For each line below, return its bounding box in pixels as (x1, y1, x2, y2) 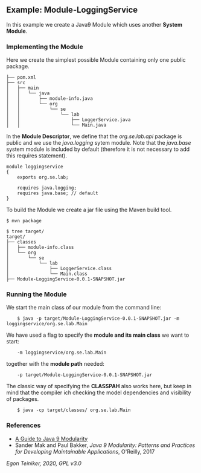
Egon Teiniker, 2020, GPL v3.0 (6, 460, 81, 467)
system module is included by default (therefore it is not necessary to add (6, 145, 190, 153)
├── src (6, 80, 26, 86)
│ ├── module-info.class (6, 245, 74, 251)
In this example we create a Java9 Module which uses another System (6, 21, 183, 28)
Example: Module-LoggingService (6, 5, 138, 15)
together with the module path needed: (6, 360, 104, 368)
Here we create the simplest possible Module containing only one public (6, 56, 186, 64)
